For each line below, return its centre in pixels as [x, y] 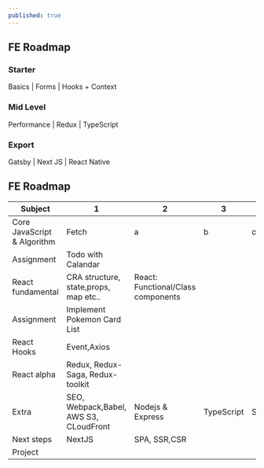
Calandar [83, 264]
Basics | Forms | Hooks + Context [62, 87]
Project [26, 451]
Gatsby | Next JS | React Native [59, 161]
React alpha [34, 374]
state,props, [88, 286]
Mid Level [27, 107]
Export [21, 145]
